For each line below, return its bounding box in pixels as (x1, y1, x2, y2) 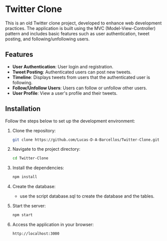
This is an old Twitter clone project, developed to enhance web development (5, 20, 162, 26)
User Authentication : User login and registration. (12, 63, 113, 69)
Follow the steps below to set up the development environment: (5, 118, 135, 124)
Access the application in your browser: (12, 222, 94, 228)
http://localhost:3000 (12, 231, 60, 237)
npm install (12, 175, 37, 180)
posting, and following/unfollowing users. (5, 36, 90, 42)
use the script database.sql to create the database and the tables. (19, 193, 155, 199)
